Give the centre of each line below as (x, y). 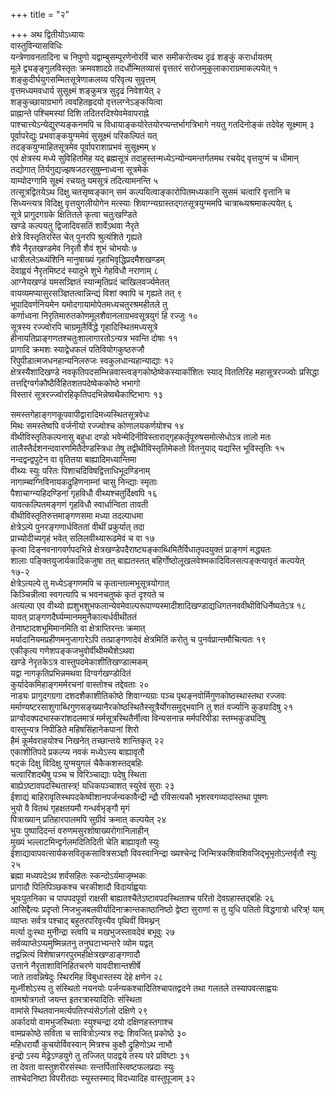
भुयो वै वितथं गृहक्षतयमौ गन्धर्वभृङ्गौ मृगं (70, 808)
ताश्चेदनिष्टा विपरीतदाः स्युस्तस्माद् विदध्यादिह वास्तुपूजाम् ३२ (103, 1078)
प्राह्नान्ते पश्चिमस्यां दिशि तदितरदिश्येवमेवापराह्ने (80, 113)
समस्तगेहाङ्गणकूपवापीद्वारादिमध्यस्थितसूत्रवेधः (80, 414)
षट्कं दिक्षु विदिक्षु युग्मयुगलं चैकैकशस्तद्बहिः (76, 763)
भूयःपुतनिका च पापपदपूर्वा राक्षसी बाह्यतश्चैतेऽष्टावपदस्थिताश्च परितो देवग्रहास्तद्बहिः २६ (142, 898)
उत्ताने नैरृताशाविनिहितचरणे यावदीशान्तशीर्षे (75, 965)
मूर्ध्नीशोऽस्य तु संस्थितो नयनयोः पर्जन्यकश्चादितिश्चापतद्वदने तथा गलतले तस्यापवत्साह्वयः (144, 988)
